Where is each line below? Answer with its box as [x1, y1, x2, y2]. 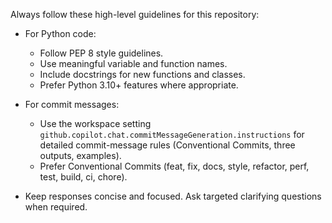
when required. [24, 201, 88, 213]
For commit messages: [24, 99, 120, 110]
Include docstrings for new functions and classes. [39, 69, 246, 80]
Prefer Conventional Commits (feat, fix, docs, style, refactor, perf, [39, 160, 310, 172]
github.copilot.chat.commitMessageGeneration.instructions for [39, 129, 305, 140]
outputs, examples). [39, 150, 122, 161]
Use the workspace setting [39, 118, 152, 129]
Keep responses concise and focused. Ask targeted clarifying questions [24, 190, 322, 202]
